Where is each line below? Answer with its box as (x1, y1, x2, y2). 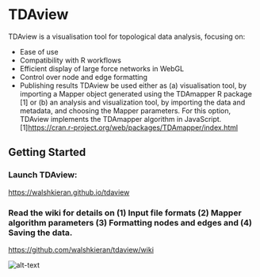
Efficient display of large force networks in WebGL (19, 63, 185, 73)
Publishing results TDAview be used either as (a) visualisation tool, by (19, 81, 247, 90)
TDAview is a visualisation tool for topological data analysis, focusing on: (8, 32, 246, 41)
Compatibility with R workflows (19, 55, 121, 65)
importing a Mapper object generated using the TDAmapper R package (19, 89, 252, 98)
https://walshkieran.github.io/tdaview (8, 188, 130, 197)
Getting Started (8, 146, 86, 159)
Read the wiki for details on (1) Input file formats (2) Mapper (8, 207, 242, 218)
